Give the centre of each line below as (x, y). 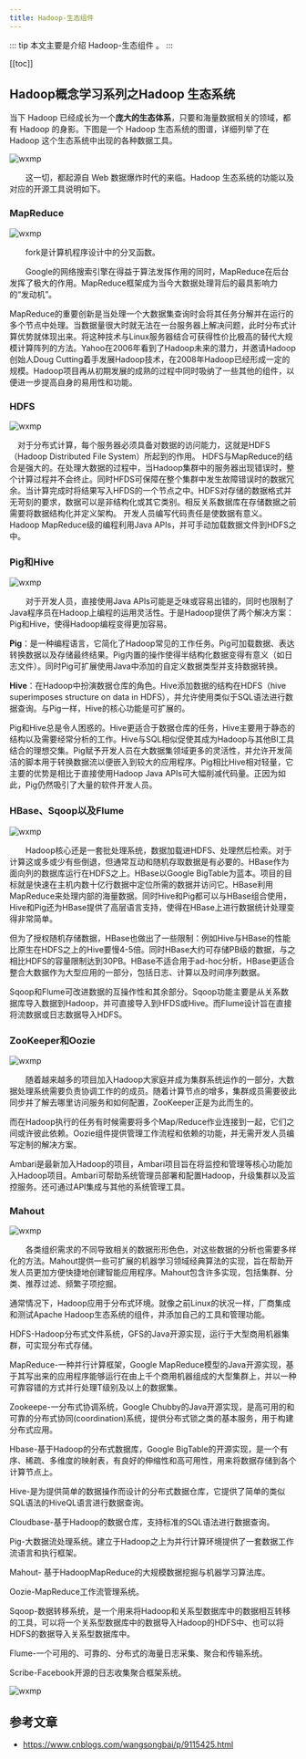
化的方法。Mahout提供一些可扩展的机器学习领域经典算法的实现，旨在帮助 (148, 1261)
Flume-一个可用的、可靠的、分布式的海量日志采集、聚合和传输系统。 (138, 1653)
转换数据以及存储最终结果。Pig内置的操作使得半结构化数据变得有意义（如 (147, 655)
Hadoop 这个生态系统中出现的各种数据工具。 (93, 141)
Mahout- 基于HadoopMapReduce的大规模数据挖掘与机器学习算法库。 (140, 1572)
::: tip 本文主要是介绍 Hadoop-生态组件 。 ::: (92, 45)
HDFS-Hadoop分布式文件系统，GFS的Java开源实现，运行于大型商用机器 (146, 1334)
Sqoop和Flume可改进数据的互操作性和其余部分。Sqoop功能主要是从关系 (145, 992)
